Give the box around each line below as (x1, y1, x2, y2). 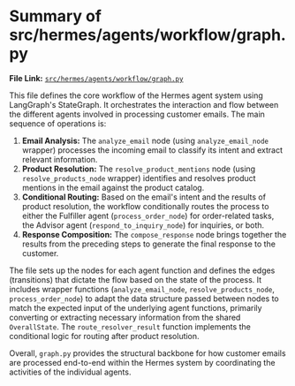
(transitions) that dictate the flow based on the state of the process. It (9, 274, 262, 284)
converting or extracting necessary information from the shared (9, 312, 241, 322)
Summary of (9, 6, 102, 26)
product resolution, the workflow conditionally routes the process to (21, 201, 269, 211)
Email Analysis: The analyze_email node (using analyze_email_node (21, 135, 269, 146)
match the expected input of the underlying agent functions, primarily (9, 302, 262, 313)
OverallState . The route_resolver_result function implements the (9, 321, 252, 332)
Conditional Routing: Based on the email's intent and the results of (21, 192, 267, 202)
